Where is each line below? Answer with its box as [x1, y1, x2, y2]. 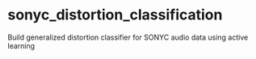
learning [7, 40, 36, 50]
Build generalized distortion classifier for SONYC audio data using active [7, 32, 249, 42]
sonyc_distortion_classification [7, 6, 223, 24]
